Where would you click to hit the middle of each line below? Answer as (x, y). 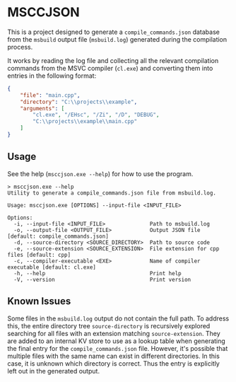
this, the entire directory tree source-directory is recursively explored (109, 325)
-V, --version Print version (102, 279)
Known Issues (39, 301)
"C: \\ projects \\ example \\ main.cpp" (85, 122)
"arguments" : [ (42, 108)
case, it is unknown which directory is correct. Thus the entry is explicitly (114, 363)
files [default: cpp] (39, 255)
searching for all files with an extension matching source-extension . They (114, 333)
